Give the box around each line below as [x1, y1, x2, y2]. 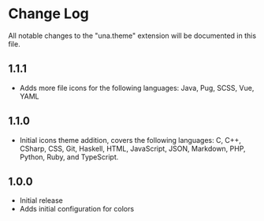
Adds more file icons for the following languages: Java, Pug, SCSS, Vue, [19, 83, 255, 92]
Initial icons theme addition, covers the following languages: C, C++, [19, 135, 242, 144]
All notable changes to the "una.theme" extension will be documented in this [8, 31, 257, 40]
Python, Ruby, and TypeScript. [19, 152, 119, 162]
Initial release [19, 196, 63, 205]
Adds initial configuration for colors [19, 204, 135, 214]
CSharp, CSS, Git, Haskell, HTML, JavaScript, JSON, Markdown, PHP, [19, 144, 246, 153]
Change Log [8, 5, 89, 23]
